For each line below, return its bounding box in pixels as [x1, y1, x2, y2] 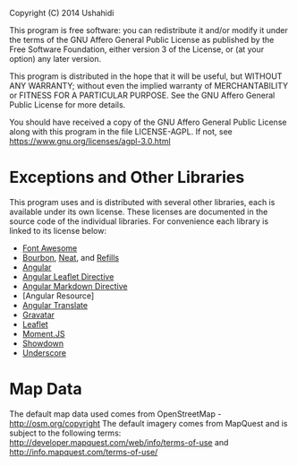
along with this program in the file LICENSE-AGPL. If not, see [9, 126, 233, 137]
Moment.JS [21, 328, 65, 339]
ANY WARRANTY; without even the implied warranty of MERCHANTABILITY [9, 81, 289, 91]
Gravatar [21, 309, 55, 320]
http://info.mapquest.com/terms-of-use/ [9, 446, 158, 457]
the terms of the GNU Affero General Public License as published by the [9, 35, 275, 45]
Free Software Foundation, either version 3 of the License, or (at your [9, 44, 265, 55]
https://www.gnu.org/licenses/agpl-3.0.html [9, 136, 172, 146]
